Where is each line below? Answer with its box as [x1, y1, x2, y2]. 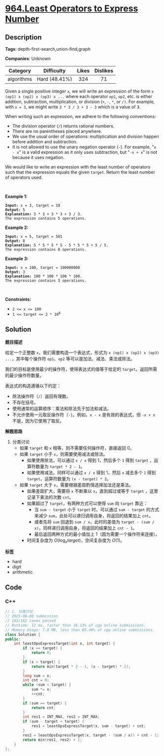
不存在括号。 [12, 399, 38, 405]
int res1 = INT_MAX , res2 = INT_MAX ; [23, 715, 100, 720]
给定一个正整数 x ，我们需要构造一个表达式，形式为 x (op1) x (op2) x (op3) [5, 349, 160, 355]
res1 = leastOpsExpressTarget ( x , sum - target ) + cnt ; [31, 723, 146, 729]
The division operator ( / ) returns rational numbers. [12, 123, 114, 129]
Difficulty [43, 67, 66, 74]
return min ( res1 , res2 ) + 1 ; [23, 737, 82, 742]
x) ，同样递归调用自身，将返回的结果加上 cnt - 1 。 [34, 525, 137, 531]
